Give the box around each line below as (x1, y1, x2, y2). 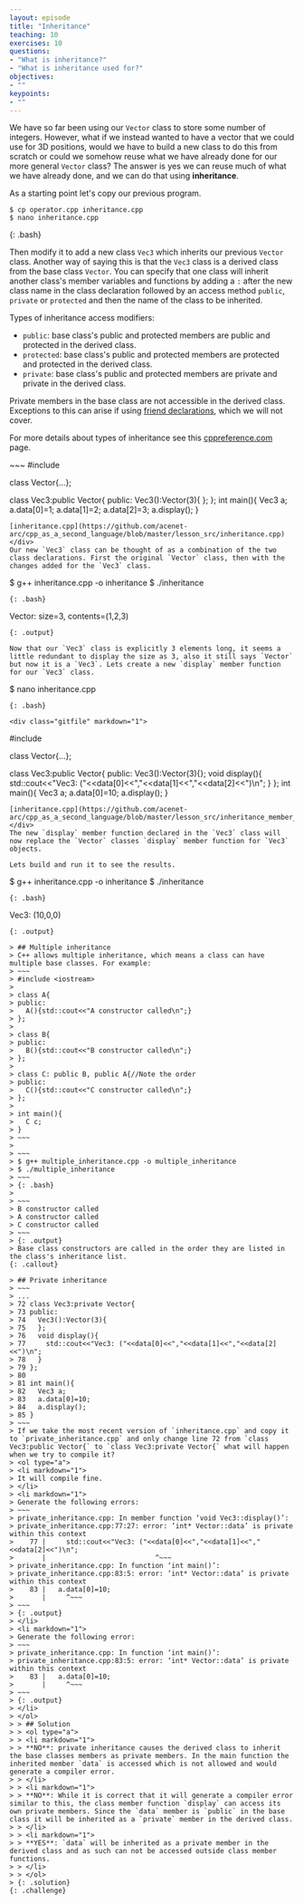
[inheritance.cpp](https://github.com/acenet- (9, 522, 188, 531)
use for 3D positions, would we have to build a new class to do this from (9, 141, 278, 152)
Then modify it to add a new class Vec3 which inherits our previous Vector (9, 246, 284, 258)
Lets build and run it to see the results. (9, 861, 176, 870)
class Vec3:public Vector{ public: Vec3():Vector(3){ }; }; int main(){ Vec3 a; (9, 495, 288, 505)
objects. (9, 844, 43, 854)
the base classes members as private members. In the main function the (9, 1752, 290, 1761)
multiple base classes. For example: (9, 959, 152, 968)
